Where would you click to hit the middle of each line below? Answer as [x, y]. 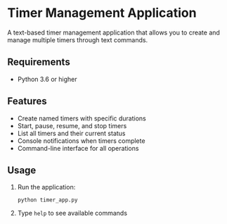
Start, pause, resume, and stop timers [72, 125]
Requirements [39, 62]
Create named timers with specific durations [82, 118]
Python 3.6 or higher [47, 79]
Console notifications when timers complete [81, 141]
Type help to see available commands [72, 213]
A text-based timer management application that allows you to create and [113, 32]
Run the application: [46, 187]
